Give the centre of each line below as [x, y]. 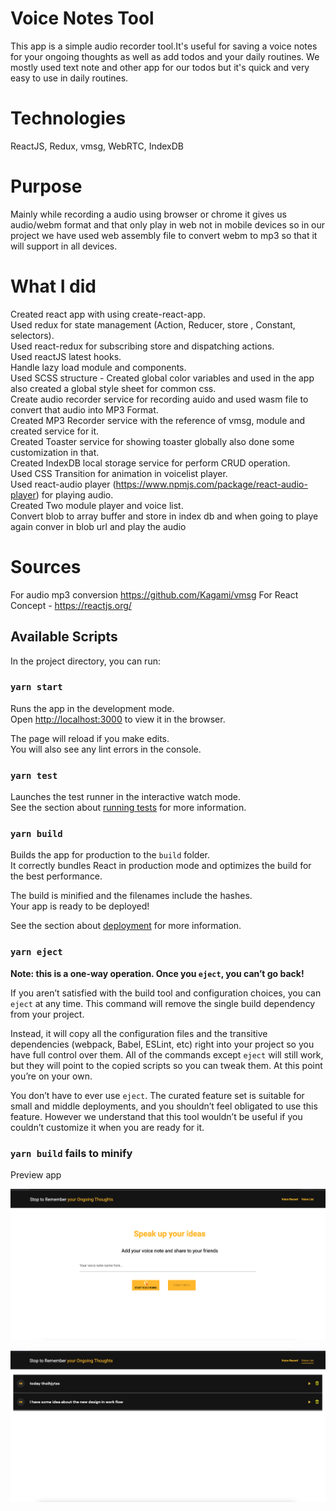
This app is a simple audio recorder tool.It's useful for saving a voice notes [164, 46]
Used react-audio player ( [63, 484]
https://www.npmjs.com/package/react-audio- [211, 484]
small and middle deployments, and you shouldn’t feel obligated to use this [164, 1106]
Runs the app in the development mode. [92, 708]
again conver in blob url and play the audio [98, 526]
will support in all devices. [64, 246]
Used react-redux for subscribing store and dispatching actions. [142, 346]
